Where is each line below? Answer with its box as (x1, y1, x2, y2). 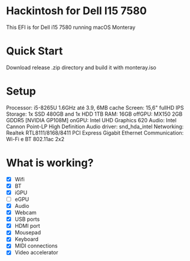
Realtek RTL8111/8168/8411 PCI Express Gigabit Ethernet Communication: (6, 129, 184, 136)
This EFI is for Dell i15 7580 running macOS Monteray (6, 24, 136, 31)
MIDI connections (14, 242, 58, 249)
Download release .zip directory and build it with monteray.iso (6, 64, 156, 71)
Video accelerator (14, 249, 58, 256)
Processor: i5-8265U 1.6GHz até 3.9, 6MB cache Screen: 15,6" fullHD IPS (6, 104, 184, 111)
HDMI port (14, 223, 40, 230)
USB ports (14, 216, 40, 223)
